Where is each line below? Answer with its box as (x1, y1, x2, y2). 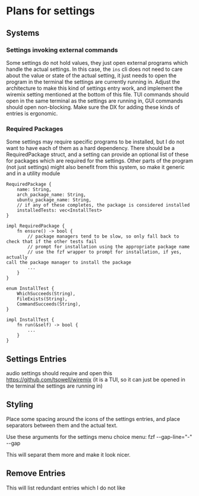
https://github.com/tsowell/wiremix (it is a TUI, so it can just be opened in (6, 376, 185, 383)
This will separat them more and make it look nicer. (6, 451, 131, 458)
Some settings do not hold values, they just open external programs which (6, 59, 188, 66)
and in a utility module (6, 170, 61, 177)
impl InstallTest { (6, 317, 55, 323)
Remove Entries (6, 469, 66, 479)
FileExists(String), (17, 296, 68, 302)
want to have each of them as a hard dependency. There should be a (6, 145, 175, 152)
